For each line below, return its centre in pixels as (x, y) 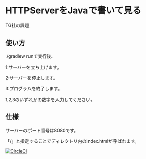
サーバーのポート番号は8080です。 (42, 130)
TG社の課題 (17, 25)
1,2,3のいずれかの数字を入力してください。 (50, 99)
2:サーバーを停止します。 (32, 78)
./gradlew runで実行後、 (31, 56)
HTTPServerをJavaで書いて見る (73, 10)
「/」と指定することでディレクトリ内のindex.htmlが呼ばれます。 (72, 141)
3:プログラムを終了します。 (34, 88)
